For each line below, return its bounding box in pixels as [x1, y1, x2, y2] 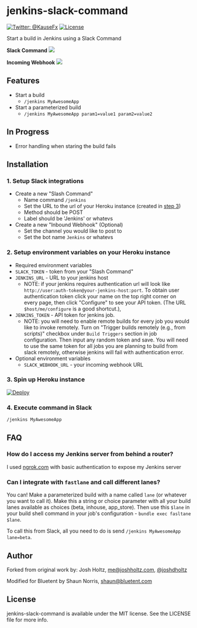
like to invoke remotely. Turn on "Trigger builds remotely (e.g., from [23, 323, 186, 331]
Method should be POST [23, 209, 84, 216]
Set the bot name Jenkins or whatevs [23, 234, 113, 241]
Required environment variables [15, 261, 92, 268]
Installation [6, 159, 49, 169]
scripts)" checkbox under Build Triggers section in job [23, 330, 157, 337]
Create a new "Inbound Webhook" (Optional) [15, 221, 123, 229]
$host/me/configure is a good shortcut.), [23, 305, 122, 312]
